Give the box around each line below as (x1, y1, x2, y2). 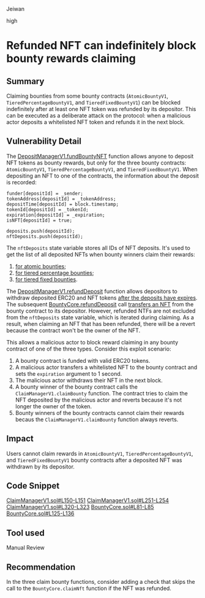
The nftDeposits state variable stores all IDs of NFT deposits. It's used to (6, 244, 191, 251)
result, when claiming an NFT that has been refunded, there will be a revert (6, 320, 196, 327)
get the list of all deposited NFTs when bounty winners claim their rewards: (6, 250, 195, 258)
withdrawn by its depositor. (6, 463, 75, 470)
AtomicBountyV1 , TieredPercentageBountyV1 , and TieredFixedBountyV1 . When (6, 165, 198, 173)
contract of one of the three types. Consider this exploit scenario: (6, 345, 171, 352)
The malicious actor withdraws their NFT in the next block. (15, 376, 163, 384)
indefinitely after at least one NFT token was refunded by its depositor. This (6, 106, 196, 112)
